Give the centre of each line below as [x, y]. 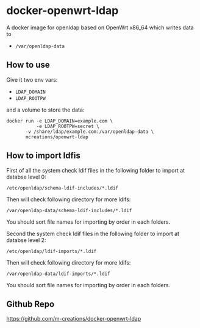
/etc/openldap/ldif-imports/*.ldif [52, 251]
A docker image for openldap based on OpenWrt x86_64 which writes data [100, 27]
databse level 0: [27, 177]
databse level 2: [26, 240]
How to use [28, 65]
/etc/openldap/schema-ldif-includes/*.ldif [62, 188]
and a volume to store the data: [45, 110]
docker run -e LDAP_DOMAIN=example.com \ [60, 121]
